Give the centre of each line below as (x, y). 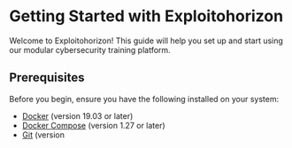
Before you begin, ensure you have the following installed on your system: (144, 99)
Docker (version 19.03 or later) (77, 115)
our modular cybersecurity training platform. (90, 49)
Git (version (43, 135)
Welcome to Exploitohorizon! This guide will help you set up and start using (146, 41)
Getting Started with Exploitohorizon (146, 16)
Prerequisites (47, 78)
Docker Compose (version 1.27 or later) (93, 125)
